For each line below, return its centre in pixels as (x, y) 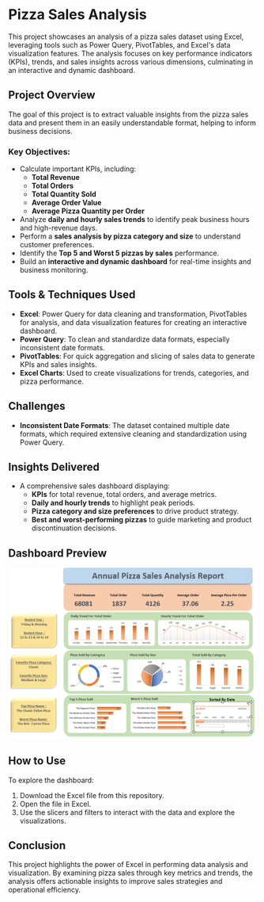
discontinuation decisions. (74, 528)
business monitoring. (54, 270)
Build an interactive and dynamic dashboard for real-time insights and (135, 262)
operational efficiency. (45, 890)
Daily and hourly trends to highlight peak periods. (113, 503)
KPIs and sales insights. (58, 364)
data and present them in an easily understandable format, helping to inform (132, 122)
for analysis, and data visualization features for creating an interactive (133, 322)
